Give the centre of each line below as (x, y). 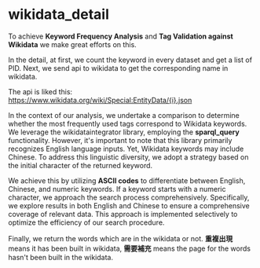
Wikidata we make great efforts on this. (73, 44)
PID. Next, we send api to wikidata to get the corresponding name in (118, 68)
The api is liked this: (40, 91)
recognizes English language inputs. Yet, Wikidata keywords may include (126, 149)
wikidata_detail (59, 15)
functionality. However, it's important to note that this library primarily (120, 140)
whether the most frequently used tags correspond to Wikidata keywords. (128, 123)
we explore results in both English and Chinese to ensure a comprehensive (129, 205)
